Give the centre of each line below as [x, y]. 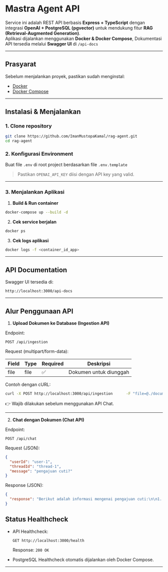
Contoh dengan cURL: [28, 385]
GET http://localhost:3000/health [48, 540]
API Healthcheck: [30, 531]
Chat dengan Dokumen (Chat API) [48, 420]
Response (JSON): [24, 485]
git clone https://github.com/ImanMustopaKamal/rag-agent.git [71, 136]
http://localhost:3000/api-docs [39, 291]
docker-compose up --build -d [37, 212]
